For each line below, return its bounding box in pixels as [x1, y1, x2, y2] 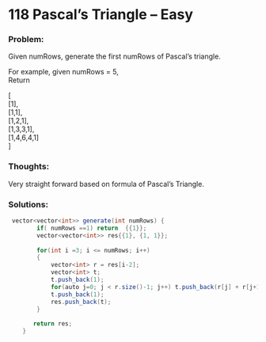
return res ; [32, 320, 73, 328]
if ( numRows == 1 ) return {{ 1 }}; [36, 224, 147, 232]
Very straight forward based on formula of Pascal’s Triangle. [8, 179, 204, 188]
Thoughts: [8, 161, 50, 172]
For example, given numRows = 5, [8, 67, 119, 77]
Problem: [8, 34, 44, 45]
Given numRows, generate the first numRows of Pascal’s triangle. [8, 51, 222, 61]
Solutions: [8, 199, 49, 210]
